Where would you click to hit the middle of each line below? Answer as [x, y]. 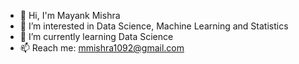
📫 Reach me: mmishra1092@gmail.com [102, 48]
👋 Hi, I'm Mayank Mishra [70, 15]
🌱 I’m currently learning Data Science [96, 36]
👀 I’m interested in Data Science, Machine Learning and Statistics [154, 26]
